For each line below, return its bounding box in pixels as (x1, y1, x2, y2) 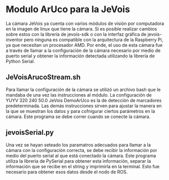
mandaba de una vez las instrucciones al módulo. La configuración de (6, 92, 152, 98)
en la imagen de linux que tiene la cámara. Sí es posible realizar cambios (6, 25, 157, 32)
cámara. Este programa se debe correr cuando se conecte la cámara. (6, 113, 151, 119)
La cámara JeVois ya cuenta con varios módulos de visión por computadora (6, 20, 164, 26)
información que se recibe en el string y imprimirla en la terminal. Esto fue (6, 163, 160, 169)
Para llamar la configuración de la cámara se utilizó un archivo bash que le (6, 86, 161, 93)
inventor (6, 37, 23, 43)
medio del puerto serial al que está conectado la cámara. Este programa (6, 153, 156, 159)
